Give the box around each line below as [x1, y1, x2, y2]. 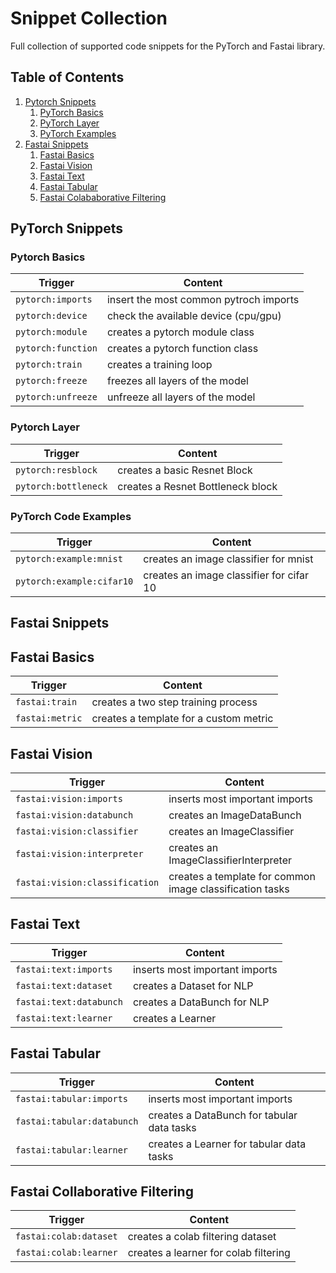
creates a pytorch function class [106, 342, 259, 356]
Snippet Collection [10, 7, 168, 30]
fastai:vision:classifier [15, 826, 139, 837]
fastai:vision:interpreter [15, 848, 144, 860]
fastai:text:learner [15, 1012, 113, 1024]
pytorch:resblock [15, 464, 98, 476]
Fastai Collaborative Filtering [10, 1183, 194, 1201]
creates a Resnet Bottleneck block [117, 479, 278, 493]
